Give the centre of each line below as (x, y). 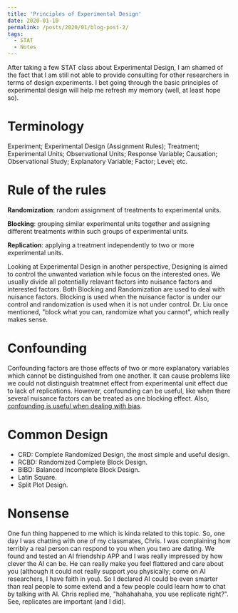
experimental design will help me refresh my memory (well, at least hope (114, 90)
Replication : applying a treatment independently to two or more (101, 245)
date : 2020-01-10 (33, 21)
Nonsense (38, 513)
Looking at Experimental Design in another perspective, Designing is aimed (118, 266)
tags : (15, 34)
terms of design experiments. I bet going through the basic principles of (113, 82)
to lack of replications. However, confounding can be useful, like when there (119, 391)
